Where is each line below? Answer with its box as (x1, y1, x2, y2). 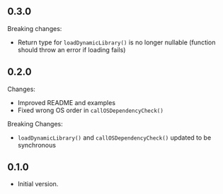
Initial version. (17, 180, 59, 188)
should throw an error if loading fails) (17, 45, 126, 54)
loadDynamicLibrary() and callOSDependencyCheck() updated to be (17, 133, 212, 142)
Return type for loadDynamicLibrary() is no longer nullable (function (17, 38, 216, 47)
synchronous (17, 140, 57, 149)
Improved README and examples (17, 98, 115, 107)
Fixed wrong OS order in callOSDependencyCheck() (17, 106, 164, 114)
